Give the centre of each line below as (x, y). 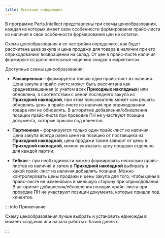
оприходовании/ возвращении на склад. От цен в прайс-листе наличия (81, 54)
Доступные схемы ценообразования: (45, 69)
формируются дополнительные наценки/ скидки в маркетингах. (73, 59)
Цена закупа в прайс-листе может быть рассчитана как (71, 84)
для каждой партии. (33, 151)
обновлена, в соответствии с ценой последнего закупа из (73, 94)
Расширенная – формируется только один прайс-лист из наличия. (83, 78)
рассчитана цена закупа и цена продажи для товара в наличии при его (80, 49)
